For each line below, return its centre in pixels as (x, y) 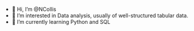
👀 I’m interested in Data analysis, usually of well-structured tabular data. (100, 15)
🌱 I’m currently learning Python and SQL (61, 22)
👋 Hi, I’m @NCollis (34, 9)
